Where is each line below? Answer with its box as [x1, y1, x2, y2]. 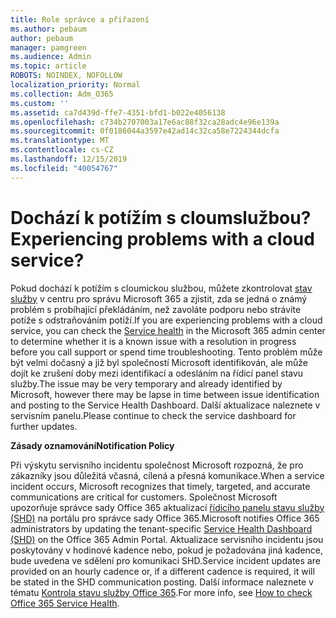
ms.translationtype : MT [10, 136, 110, 146]
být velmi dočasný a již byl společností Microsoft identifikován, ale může [10, 356, 308, 368]
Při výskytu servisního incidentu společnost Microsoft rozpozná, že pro [10, 459, 304, 471]
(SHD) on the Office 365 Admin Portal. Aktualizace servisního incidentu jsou [10, 533, 324, 545]
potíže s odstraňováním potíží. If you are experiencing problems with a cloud [10, 314, 323, 326]
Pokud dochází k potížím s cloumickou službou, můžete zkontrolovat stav [10, 282, 313, 294]
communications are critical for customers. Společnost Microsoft [10, 491, 278, 503]
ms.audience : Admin [10, 52, 92, 62]
